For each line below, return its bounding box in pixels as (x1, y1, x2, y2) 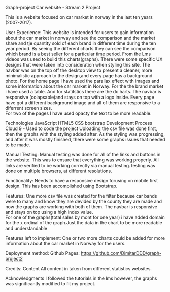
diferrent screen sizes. (5, 105, 52, 111)
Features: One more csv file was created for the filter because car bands (5, 193, 157, 199)
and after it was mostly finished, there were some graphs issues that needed (5, 137, 165, 142)
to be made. (5, 142, 30, 148)
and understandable (5, 225, 47, 231)
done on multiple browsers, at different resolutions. (5, 168, 113, 174)
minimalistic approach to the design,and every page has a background (5, 73, 153, 78)
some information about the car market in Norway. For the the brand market (5, 83, 164, 89)
